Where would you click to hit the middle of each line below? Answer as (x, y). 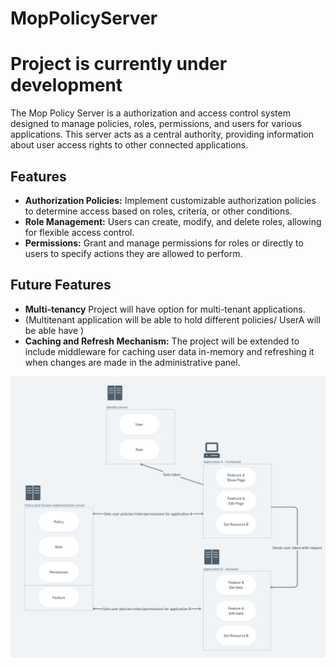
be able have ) (54, 330)
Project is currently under (119, 64)
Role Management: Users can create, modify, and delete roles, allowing (173, 221)
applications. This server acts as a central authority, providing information (162, 134)
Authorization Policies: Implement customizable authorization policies (170, 200)
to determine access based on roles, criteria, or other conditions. (158, 211)
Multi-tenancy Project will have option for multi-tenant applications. (165, 309)
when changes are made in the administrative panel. (132, 362)
